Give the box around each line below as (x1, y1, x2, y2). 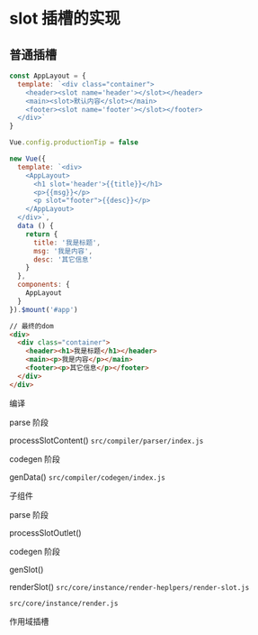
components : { (17, 281, 70, 290)
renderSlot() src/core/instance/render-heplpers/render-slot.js (9, 581, 250, 592)
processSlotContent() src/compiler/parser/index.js (9, 435, 204, 446)
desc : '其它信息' (32, 254, 93, 264)
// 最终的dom (9, 321, 54, 330)
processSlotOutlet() (9, 527, 83, 538)
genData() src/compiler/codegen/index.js (9, 471, 166, 483)
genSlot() (9, 564, 44, 575)
